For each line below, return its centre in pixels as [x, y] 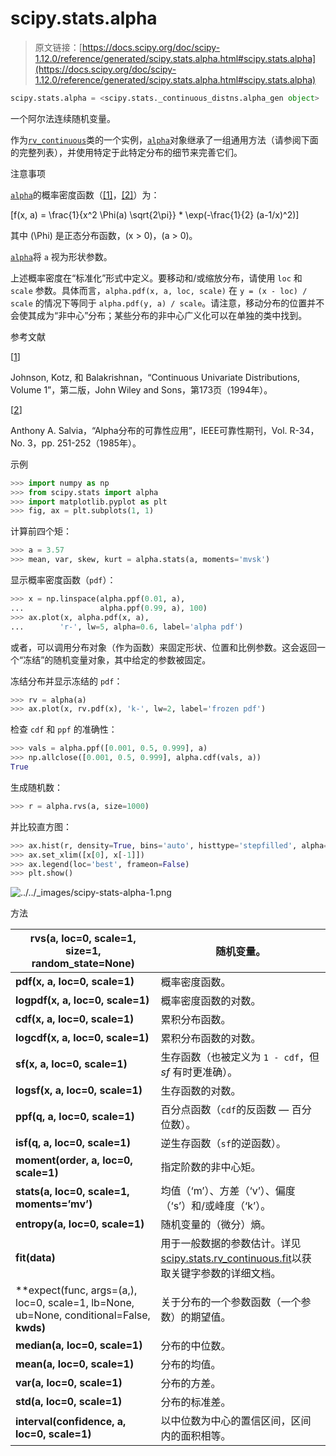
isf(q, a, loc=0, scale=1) [73, 1143]
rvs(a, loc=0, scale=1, [83, 939]
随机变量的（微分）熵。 [216, 1225]
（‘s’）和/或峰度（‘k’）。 [216, 1206]
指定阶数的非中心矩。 [211, 1167]
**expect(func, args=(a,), [76, 1290]
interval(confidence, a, [71, 1422]
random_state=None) [83, 964]
